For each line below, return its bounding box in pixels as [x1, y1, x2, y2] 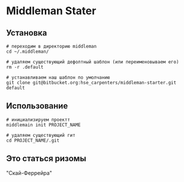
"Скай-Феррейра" [6, 169, 52, 176]
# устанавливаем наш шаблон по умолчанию [6, 75, 110, 81]
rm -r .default [6, 64, 44, 70]
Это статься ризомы [6, 154, 87, 164]
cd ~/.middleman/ [6, 49, 49, 55]
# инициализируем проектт [6, 117, 70, 123]
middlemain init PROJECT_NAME [6, 122, 81, 128]
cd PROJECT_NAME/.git [6, 138, 60, 143]
